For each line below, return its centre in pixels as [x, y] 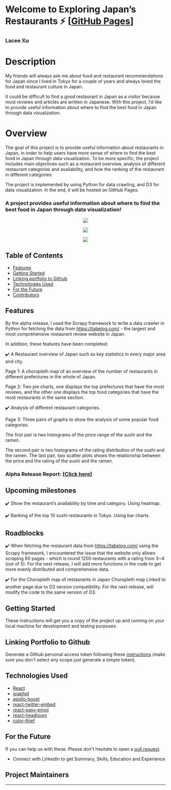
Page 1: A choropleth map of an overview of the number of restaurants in [81, 371]
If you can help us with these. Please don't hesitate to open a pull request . [83, 749]
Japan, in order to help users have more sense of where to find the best [81, 153]
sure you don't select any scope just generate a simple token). [70, 660]
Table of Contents [34, 255]
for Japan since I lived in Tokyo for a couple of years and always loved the [83, 81]
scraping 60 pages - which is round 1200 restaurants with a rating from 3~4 [85, 558]
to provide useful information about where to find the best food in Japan [81, 108]
